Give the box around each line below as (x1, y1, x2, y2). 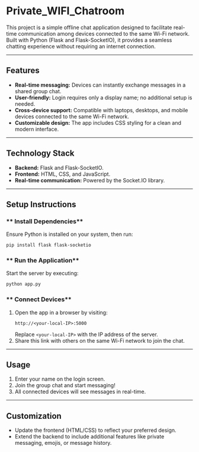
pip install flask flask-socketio (6, 242, 92, 248)
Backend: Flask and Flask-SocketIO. (14, 164, 104, 171)
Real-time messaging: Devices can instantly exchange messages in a (14, 81, 186, 88)
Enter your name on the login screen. (14, 375, 105, 383)
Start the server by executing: (6, 270, 79, 277)
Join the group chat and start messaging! (14, 382, 115, 389)
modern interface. (14, 125, 59, 132)
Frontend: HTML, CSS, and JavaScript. (14, 170, 111, 178)
